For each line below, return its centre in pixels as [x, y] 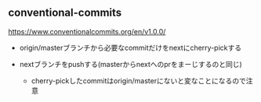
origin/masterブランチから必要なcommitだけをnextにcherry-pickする [130, 47]
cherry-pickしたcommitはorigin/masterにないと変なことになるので [139, 80]
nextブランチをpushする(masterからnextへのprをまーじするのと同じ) [130, 64]
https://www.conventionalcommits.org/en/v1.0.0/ [87, 31]
